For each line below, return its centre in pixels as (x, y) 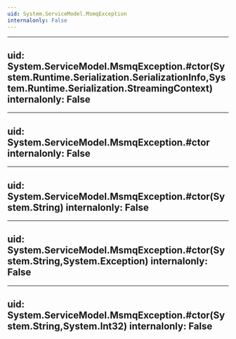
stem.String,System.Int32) (67, 327)
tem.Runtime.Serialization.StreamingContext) (110, 88)
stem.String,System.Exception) (78, 261)
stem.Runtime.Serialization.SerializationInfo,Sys (117, 77)
